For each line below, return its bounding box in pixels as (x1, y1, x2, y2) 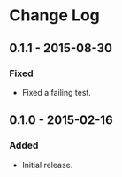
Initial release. (21, 159, 73, 170)
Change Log (9, 5, 100, 26)
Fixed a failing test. (21, 87, 91, 97)
